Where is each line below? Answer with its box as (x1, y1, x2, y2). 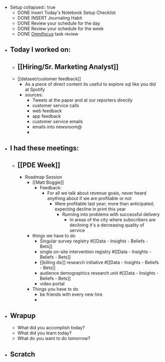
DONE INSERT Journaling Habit (17, 15, 82, 21)
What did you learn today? (17, 330, 72, 336)
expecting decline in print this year (54, 206, 126, 212)
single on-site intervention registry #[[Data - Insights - (39, 249, 151, 255)
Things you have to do (32, 286, 78, 292)
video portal (39, 281, 65, 287)
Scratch (9, 350, 35, 358)
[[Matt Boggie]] (32, 179, 64, 185)
